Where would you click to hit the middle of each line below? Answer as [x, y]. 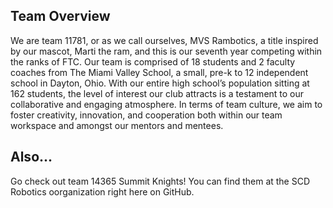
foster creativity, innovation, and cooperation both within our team [146, 115]
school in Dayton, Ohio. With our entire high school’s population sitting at [160, 83]
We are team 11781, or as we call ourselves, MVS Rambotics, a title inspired [164, 40]
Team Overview [60, 16]
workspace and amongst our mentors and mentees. [117, 125]
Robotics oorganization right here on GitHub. [102, 191]
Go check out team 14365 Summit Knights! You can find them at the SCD [160, 181]
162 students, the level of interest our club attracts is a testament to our [157, 93]
